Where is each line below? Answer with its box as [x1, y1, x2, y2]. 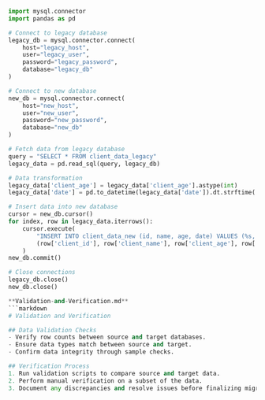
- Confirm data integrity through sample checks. [8, 348, 175, 356]
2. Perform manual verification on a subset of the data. [8, 376, 203, 385]
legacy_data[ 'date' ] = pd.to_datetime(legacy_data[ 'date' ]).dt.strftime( [8, 189, 256, 197]
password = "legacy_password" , [22, 58, 118, 66]
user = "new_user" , [22, 109, 80, 117]
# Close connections [8, 269, 77, 276]
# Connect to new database [8, 87, 97, 94]
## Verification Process [8, 362, 90, 370]
